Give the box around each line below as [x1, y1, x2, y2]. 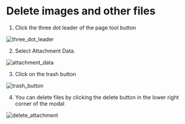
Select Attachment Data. [14, 47, 76, 55]
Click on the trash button [14, 70, 76, 77]
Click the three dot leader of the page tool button [14, 24, 136, 31]
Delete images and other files [6, 4, 156, 18]
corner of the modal [14, 100, 65, 107]
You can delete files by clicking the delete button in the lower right [14, 93, 179, 101]
